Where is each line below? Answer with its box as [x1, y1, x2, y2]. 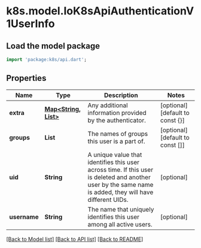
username [9, 213, 39, 221]
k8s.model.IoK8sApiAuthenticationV [6, 4, 194, 18]
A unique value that [87, 150, 142, 159]
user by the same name [87, 180, 154, 189]
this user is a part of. [87, 137, 145, 145]
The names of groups [87, 129, 148, 138]
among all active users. [87, 220, 153, 228]
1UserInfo [6, 17, 55, 31]
